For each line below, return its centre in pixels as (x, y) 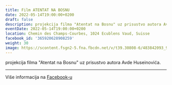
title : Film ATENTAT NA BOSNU (38, 10)
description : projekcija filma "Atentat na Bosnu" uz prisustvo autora (83, 24)
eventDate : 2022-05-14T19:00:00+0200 (46, 29)
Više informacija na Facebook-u (39, 77)
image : (12, 48)
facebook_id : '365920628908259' (40, 39)
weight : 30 (17, 43)
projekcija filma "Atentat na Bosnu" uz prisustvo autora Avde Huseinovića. (83, 62)
